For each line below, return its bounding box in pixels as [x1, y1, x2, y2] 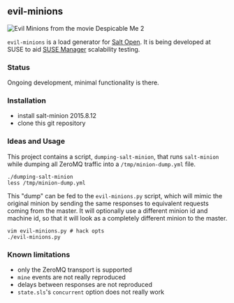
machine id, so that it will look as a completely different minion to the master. [7, 214, 228, 222]
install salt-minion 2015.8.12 [17, 112, 96, 120]
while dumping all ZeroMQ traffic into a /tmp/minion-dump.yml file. [7, 160, 196, 168]
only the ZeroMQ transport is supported [17, 265, 133, 274]
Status [7, 62, 30, 72]
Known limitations [7, 249, 71, 259]
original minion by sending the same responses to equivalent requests [7, 199, 210, 207]
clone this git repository [17, 119, 86, 128]
